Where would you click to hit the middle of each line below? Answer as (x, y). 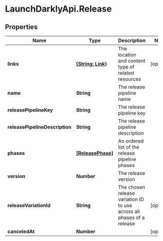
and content (132, 61)
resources (130, 79)
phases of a (131, 217)
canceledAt (21, 232)
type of (126, 67)
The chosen (132, 187)
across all (129, 211)
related (126, 73)
